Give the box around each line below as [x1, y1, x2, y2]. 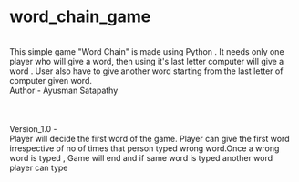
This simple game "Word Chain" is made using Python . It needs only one [9, 45, 284, 56]
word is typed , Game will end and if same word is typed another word [9, 152, 273, 163]
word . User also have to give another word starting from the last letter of [9, 66, 284, 76]
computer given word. [9, 75, 93, 86]
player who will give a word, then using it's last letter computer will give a [9, 56, 284, 66]
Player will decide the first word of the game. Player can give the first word [9, 133, 290, 144]
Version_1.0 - [9, 123, 57, 134]
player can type [9, 162, 68, 173]
